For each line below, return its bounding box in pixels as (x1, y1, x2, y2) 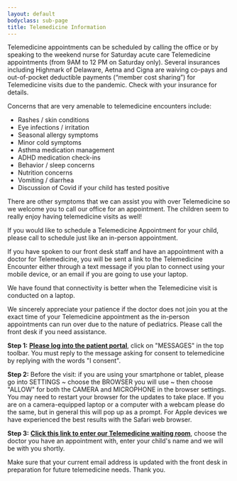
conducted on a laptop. (7, 292, 76, 300)
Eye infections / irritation (17, 123, 90, 132)
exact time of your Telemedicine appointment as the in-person (7, 313, 190, 321)
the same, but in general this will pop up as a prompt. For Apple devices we (7, 408, 228, 416)
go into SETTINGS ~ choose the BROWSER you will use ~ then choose (7, 377, 213, 387)
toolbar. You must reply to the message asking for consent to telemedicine (7, 349, 225, 358)
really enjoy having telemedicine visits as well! (7, 212, 143, 221)
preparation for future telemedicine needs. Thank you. (7, 465, 166, 474)
